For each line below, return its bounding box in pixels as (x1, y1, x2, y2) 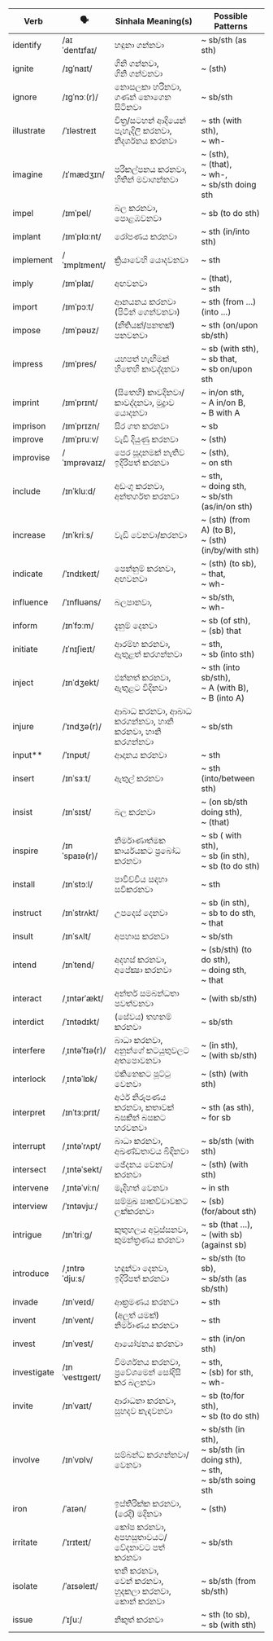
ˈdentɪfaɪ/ (62, 45, 97, 55)
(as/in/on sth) (201, 501, 253, 512)
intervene (12, 1182, 49, 1193)
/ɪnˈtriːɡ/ (62, 1230, 93, 1240)
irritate (12, 1537, 38, 1547)
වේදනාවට (114, 1542, 151, 1553)
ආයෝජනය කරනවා (114, 1338, 184, 1349)
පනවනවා (114, 330, 148, 341)
